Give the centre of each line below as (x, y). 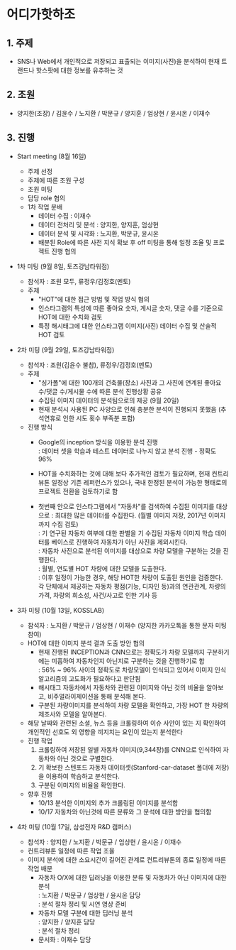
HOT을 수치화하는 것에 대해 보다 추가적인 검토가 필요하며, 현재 (124, 474)
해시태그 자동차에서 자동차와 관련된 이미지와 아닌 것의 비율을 (121, 687)
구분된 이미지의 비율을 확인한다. (82, 785)
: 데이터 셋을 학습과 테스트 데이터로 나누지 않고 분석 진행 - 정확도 (127, 451)
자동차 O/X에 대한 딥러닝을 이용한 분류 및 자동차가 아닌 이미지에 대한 (133, 877)
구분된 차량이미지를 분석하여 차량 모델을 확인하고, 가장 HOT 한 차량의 (134, 705)
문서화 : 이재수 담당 (64, 939)
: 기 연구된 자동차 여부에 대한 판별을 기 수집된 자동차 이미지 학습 (126, 533)
